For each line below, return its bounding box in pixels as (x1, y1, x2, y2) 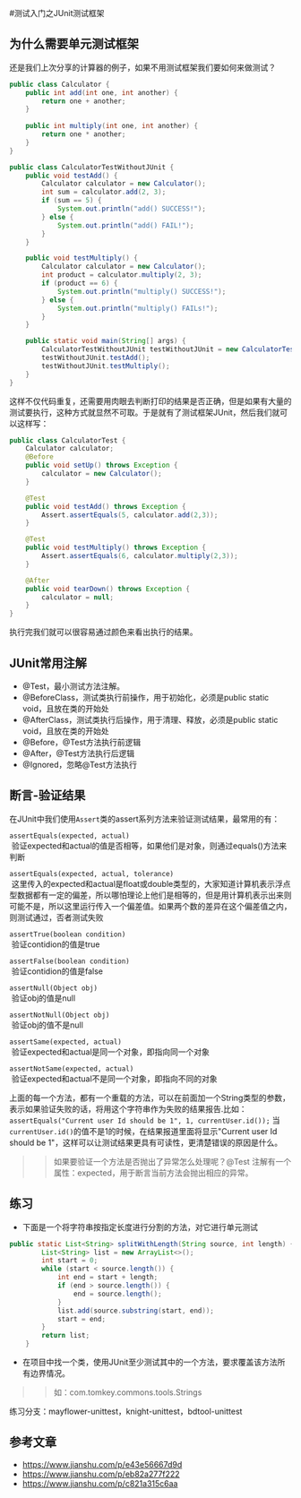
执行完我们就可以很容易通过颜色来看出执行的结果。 (9, 626, 198, 638)
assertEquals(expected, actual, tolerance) (9, 869, 175, 878)
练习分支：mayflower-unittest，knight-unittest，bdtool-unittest (9, 1406, 243, 1416)
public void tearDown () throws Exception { (25, 584, 191, 593)
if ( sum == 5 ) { (41, 196, 102, 205)
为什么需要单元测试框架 (9, 37, 139, 52)
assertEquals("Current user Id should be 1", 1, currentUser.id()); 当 (9, 1115, 280, 1125)
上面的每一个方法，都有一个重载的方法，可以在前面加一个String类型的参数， (9, 1092, 291, 1103)
